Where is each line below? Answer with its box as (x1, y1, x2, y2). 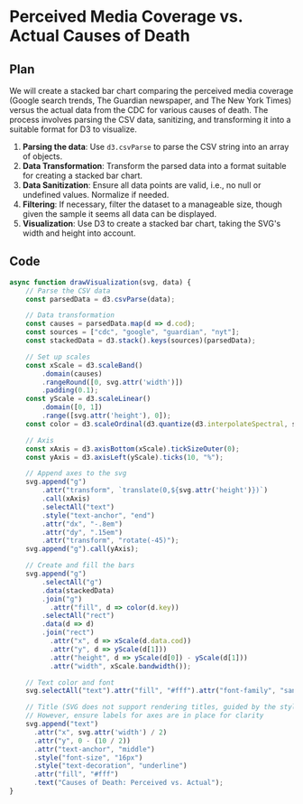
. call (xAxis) (41, 494, 91, 503)
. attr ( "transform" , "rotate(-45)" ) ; (41, 536, 179, 546)
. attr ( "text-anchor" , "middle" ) (32, 744, 155, 753)
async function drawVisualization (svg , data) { (9, 277, 192, 286)
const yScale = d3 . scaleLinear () (25, 395, 151, 404)
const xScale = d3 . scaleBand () (25, 360, 143, 369)
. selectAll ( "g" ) (41, 577, 103, 586)
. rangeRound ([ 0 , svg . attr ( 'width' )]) (41, 378, 183, 387)
